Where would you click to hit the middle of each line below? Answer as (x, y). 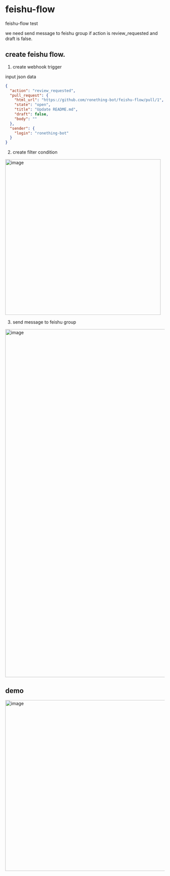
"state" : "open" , (33, 105)
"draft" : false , (32, 114)
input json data (21, 77)
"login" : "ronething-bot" (42, 133)
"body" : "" (26, 119)
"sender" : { (23, 128)
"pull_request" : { (29, 95)
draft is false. (19, 39)
